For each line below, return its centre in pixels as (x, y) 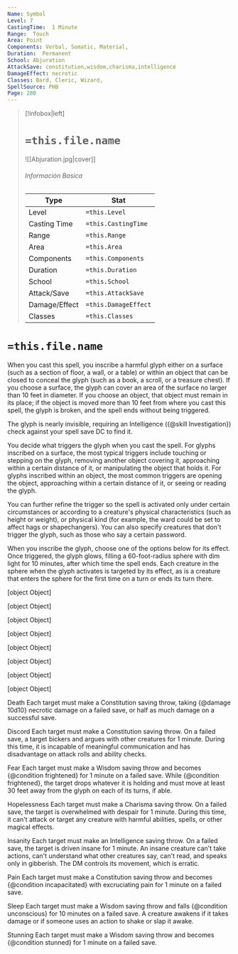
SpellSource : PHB (33, 87)
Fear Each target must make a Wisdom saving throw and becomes (104, 768)
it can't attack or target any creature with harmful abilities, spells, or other (115, 820)
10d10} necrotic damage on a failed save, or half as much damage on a (111, 710)
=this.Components (115, 259)
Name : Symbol (27, 14)
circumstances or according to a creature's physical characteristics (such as (119, 512)
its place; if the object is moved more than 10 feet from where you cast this (117, 403)
